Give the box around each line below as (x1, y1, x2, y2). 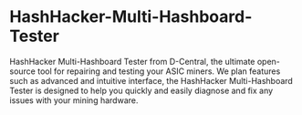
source (9, 66, 36, 77)
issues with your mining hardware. (9, 94, 139, 106)
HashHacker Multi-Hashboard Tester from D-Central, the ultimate (9, 56, 255, 67)
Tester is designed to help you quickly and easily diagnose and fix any (9, 85, 274, 96)
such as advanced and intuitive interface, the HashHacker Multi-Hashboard (9, 75, 294, 86)
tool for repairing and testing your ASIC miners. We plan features (37, 66, 281, 77)
